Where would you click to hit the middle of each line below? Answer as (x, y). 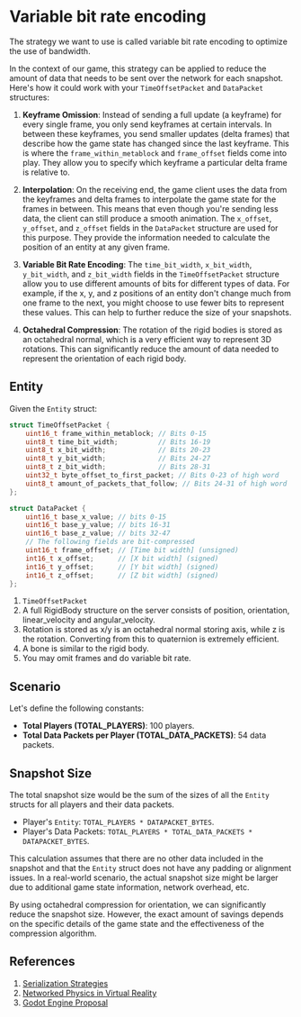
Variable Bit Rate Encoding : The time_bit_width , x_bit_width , (137, 264)
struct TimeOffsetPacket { (60, 425)
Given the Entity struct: (53, 408)
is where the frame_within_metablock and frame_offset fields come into (155, 153)
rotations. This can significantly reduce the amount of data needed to (150, 349)
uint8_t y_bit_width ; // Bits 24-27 (118, 459)
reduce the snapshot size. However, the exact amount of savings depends (147, 914)
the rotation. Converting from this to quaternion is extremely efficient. (150, 639)
